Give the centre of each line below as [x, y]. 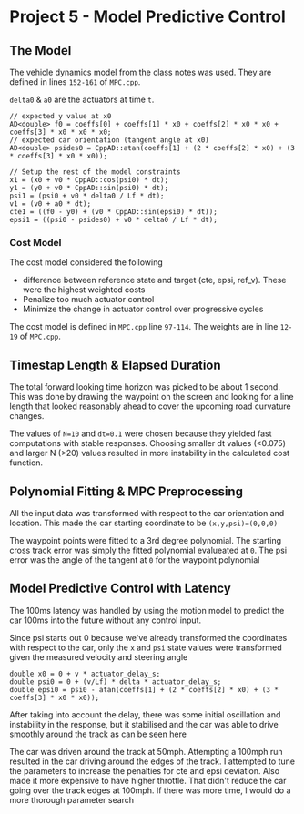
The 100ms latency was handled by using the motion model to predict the [147, 610]
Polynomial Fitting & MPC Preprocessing [127, 491]
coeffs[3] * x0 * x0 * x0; [61, 132]
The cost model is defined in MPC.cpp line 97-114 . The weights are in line [144, 327]
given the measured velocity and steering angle [99, 656]
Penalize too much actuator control [88, 300]
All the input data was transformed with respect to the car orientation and [147, 513]
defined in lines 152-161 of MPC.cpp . [75, 82]
